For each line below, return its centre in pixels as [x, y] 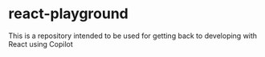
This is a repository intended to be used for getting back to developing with [133, 36]
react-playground [68, 14]
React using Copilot [41, 44]
